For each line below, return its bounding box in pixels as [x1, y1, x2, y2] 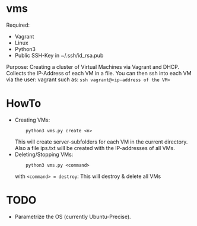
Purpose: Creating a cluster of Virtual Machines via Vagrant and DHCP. [6, 63, 180, 70]
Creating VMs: [14, 116, 50, 123]
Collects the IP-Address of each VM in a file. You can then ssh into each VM [6, 69, 192, 77]
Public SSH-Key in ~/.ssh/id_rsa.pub [14, 52, 104, 59]
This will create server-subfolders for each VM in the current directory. [14, 138, 188, 145]
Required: [6, 21, 30, 28]
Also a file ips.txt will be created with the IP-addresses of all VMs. [14, 144, 175, 151]
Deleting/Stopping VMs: [14, 151, 74, 158]
